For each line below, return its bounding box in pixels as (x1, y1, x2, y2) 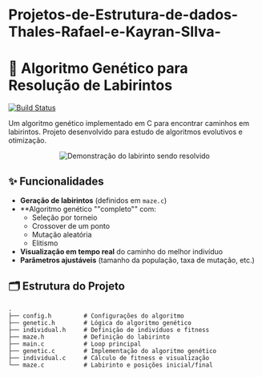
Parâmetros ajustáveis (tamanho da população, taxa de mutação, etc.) (19, 255, 255, 265)
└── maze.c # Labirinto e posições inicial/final (8, 361, 214, 369)
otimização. (8, 136, 47, 145)
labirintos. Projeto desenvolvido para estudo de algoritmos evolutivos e (8, 127, 243, 137)
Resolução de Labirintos (8, 76, 173, 95)
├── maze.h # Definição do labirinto (8, 333, 171, 341)
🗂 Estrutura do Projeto (8, 279, 126, 294)
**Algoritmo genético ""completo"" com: (19, 204, 156, 213)
